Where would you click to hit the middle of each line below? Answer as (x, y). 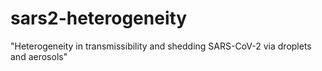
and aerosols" (39, 56)
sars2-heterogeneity (99, 18)
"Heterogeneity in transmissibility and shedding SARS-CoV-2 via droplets (161, 46)
